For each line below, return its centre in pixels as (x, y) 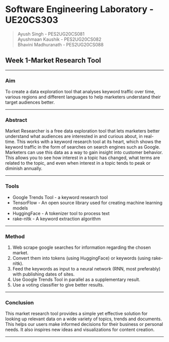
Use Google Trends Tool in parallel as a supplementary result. (76, 279)
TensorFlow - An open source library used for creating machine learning (87, 202)
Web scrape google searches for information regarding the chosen (81, 247)
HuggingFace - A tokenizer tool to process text (61, 213)
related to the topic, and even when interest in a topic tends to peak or (78, 163)
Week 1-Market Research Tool (53, 61)
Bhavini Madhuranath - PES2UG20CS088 (61, 44)
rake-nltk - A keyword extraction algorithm (57, 219)
